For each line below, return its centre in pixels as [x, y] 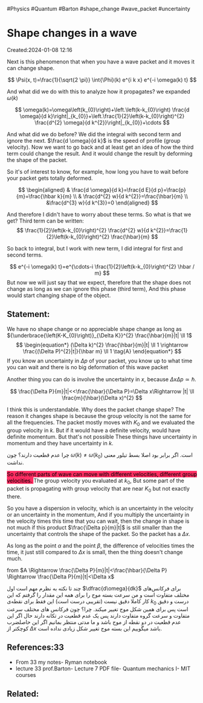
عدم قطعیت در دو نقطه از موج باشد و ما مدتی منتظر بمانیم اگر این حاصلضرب [94, 622]
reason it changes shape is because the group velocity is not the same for [99, 416]
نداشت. [15, 463]
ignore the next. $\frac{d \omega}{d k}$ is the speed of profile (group [94, 140]
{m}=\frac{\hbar [36, 196]
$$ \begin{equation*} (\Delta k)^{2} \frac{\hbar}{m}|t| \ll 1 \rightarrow [102, 345]
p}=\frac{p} [172, 189]
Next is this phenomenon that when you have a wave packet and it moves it [101, 61]
